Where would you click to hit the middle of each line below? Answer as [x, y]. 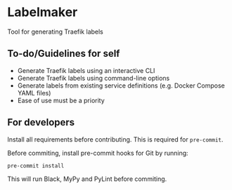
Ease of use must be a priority [61, 100]
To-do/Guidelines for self [64, 54]
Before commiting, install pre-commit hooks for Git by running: [98, 153]
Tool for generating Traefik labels [56, 32]
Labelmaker [43, 12]
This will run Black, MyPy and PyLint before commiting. [87, 179]
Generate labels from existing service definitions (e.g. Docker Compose [121, 86]
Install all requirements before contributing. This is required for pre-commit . [115, 139]
